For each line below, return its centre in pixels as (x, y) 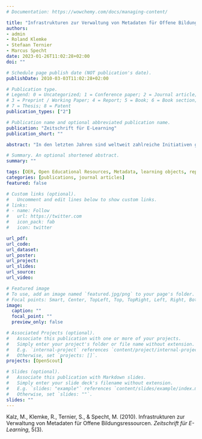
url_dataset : (23, 250)
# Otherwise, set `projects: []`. (52, 355)
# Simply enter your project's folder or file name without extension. (101, 344)
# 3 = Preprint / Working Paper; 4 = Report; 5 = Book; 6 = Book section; (102, 101)
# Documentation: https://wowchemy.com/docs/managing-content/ (87, 12)
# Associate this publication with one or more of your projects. (94, 338)
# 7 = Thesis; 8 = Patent (38, 106)
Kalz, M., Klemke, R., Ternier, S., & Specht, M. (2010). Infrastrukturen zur (96, 417)
